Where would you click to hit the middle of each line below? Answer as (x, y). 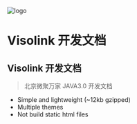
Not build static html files (53, 114)
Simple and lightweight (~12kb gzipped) (74, 100)
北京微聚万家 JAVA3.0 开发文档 (68, 86)
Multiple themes (40, 107)
